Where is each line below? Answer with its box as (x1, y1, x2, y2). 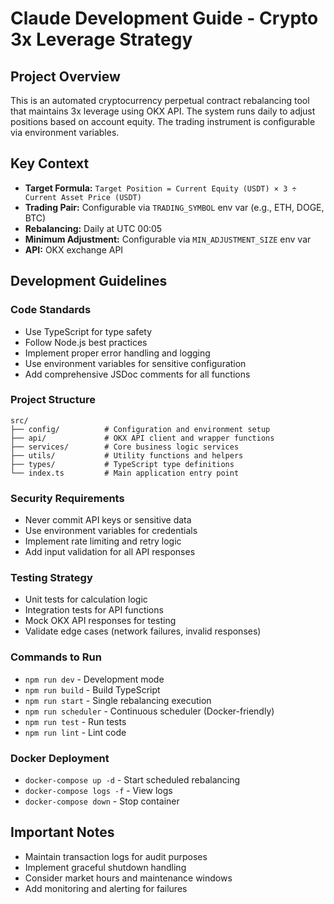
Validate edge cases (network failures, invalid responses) (24, 625, 262, 637)
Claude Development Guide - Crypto (10, 7, 319, 30)
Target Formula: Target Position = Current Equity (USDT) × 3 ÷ (24, 182, 297, 194)
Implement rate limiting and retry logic (24, 535, 182, 547)
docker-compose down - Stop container (24, 795, 180, 807)
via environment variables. (10, 127, 120, 138)
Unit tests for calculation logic (24, 593, 148, 606)
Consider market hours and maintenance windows (24, 872, 233, 884)
